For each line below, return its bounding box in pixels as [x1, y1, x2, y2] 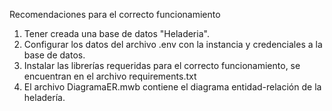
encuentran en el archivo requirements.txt [23, 70, 197, 82]
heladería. [23, 92, 66, 103]
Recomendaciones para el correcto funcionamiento [9, 9, 221, 20]
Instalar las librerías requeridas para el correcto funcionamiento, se [23, 60, 301, 71]
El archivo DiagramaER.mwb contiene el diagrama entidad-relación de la [23, 81, 322, 93]
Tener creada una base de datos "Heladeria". [23, 28, 210, 39]
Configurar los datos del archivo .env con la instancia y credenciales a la [23, 39, 323, 50]
